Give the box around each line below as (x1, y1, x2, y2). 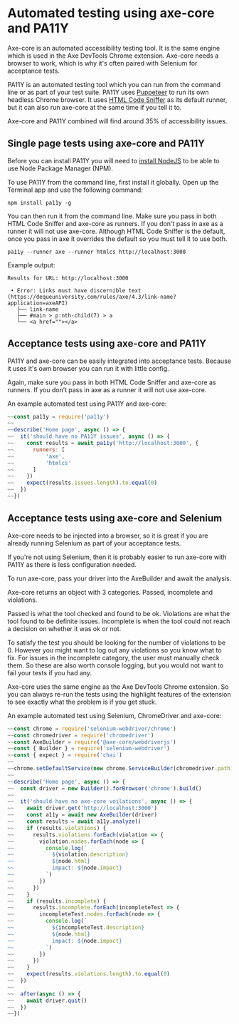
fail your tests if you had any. (7, 668, 92, 677)
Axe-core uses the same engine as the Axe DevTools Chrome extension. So (7, 682, 229, 691)
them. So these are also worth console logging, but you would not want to (7, 661, 224, 670)
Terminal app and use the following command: (7, 185, 144, 194)
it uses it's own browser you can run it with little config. (7, 364, 169, 372)
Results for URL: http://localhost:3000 (7, 275, 129, 282)
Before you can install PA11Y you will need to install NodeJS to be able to (7, 156, 220, 165)
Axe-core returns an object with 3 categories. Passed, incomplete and (7, 588, 213, 596)
